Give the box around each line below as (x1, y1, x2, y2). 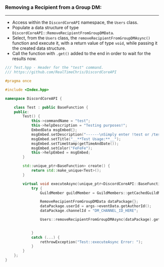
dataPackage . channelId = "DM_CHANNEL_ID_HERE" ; (40, 209, 139, 213)
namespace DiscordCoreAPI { (5, 96, 62, 101)
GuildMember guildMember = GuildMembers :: (40, 191, 128, 195)
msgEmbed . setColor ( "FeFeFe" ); (31, 146, 93, 151)
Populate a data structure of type (12, 25, 79, 31)
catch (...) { (31, 235, 60, 240)
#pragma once (5, 78, 32, 84)
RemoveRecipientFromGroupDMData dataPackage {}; (40, 199, 139, 204)
